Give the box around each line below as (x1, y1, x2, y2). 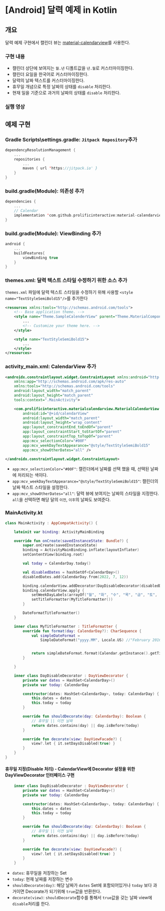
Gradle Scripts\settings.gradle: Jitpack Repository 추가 (5, 136, 137, 143)
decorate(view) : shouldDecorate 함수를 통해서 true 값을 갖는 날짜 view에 (12, 895, 152, 901)
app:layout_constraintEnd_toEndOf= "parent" (23, 424, 113, 430)
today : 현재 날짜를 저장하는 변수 (12, 876, 74, 882)
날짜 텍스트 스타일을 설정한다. (12, 485, 69, 490)
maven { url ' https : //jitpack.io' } (23, 166, 98, 171)
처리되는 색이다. (17, 472, 48, 478)
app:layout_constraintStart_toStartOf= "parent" (23, 429, 122, 434)
